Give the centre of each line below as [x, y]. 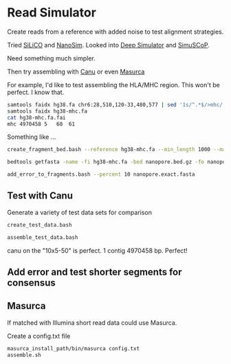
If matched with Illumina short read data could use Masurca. [92, 322]
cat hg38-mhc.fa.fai [37, 117]
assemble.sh [24, 355]
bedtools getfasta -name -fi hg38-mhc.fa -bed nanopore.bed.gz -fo [106, 162]
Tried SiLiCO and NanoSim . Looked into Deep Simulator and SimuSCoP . [108, 45]
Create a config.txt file [39, 336]
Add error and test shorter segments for [95, 272]
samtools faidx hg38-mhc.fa [47, 111]
